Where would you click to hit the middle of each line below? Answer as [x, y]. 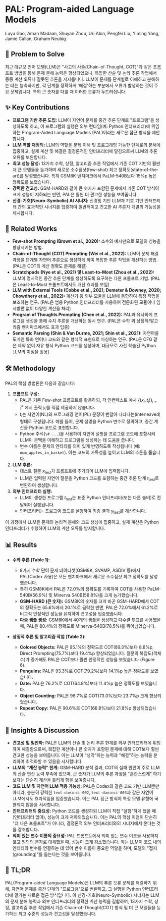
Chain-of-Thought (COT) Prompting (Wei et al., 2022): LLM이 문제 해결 [85, 254]
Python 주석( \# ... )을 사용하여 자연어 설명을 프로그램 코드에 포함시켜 [87, 434]
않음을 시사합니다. [43, 805]
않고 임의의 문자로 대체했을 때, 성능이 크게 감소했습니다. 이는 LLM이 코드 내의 [86, 842]
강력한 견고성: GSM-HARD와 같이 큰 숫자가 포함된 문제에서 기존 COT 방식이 [86, 188]
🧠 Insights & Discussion [42, 730]
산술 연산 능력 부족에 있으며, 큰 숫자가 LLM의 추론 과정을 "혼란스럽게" [85, 774]
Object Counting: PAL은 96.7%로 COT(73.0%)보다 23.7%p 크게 [84, 696]
